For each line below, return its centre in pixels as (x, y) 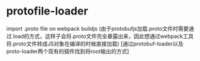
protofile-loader (47, 11)
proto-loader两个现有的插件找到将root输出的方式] (68, 51)
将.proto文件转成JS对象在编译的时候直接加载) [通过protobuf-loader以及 (95, 43)
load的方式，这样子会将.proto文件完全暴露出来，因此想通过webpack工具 (103, 36)
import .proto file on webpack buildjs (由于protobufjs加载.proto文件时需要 (98, 28)
